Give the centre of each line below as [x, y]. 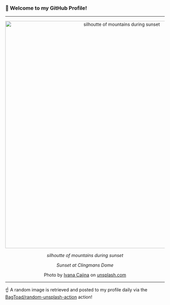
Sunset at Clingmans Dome [85, 265]
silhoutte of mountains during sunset [85, 256]
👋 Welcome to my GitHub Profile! [46, 8]
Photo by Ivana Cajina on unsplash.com [85, 275]
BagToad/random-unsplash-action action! [49, 297]
